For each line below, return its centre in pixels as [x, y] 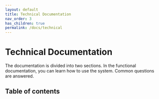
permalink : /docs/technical [34, 28]
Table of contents [32, 91]
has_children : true [25, 23]
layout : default [22, 10]
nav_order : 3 [18, 19]
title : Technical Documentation [38, 14]
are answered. [20, 76]
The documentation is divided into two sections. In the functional [71, 66]
